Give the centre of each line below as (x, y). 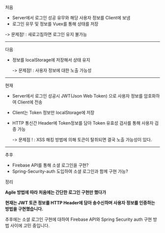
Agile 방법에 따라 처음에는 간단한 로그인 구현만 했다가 (56, 192)
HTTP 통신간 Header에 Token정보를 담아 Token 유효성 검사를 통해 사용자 (83, 123)
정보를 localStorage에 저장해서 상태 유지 (51, 60)
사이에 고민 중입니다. (30, 225)
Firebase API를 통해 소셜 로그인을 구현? (50, 165)
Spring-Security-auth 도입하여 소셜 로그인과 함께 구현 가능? (70, 171)
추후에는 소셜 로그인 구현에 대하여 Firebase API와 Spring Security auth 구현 (79, 219)
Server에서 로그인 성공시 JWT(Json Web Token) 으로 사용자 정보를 (78, 96)
